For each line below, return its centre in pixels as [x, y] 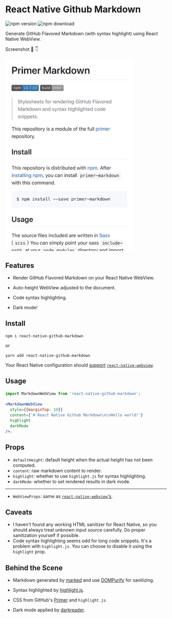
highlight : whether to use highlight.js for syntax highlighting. [79, 476]
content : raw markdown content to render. [57, 471]
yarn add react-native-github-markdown [48, 355]
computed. [24, 465]
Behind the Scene [34, 568]
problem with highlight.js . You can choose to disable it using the [82, 546]
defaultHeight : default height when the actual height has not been [83, 460]
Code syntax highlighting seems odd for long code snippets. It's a [82, 541]
